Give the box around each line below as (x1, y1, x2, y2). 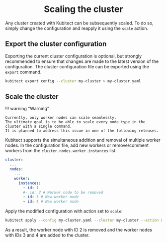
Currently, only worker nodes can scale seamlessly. (5, 115, 117, 120)
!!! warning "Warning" (5, 106, 50, 112)
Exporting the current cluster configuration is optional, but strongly (5, 53, 142, 59)
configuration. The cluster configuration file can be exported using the (5, 63, 149, 69)
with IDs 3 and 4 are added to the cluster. (5, 232, 90, 238)
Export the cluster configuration (5, 40, 107, 48)
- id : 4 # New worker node (23, 199, 79, 204)
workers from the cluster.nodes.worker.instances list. (5, 148, 117, 154)
